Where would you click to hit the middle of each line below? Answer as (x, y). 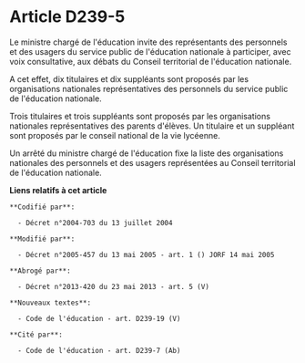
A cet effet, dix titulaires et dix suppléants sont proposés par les (129, 78)
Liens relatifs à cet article (58, 190)
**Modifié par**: (42, 239)
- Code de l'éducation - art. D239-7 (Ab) (99, 350)
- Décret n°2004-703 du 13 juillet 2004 (95, 223)
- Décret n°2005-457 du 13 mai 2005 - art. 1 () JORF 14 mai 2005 (146, 254)
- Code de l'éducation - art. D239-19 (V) (99, 318)
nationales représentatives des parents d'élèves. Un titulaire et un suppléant (152, 126)
